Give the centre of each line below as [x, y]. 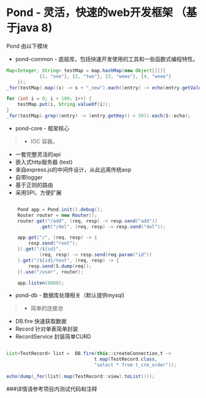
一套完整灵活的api [38, 154]
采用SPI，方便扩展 [38, 192]
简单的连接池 [47, 308]
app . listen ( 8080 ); [41, 283]
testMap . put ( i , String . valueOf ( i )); [64, 105]
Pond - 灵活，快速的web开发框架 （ [96, 13]
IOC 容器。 [44, 141]
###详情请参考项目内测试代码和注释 [52, 389]
